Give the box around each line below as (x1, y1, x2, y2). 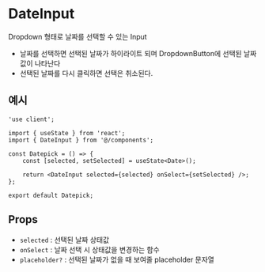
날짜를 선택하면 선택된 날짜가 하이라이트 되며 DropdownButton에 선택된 (19, 48, 243, 58)
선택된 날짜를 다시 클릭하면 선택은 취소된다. (19, 68, 153, 77)
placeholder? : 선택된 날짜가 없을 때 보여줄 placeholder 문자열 (19, 255, 215, 264)
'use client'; (8, 115, 55, 123)
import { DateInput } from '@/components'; (8, 136, 154, 144)
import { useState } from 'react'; (8, 129, 126, 137)
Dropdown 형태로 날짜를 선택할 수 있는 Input (8, 32, 148, 41)
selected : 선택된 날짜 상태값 (19, 235, 109, 244)
